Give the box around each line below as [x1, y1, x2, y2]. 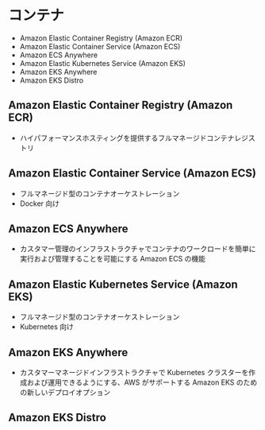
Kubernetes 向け [19, 322, 74, 331]
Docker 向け [19, 199, 60, 208]
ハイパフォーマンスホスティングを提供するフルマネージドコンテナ [19, 133, 235, 142]
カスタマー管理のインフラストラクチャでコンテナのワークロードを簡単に [19, 244, 256, 254]
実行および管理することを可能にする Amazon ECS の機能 [19, 254, 206, 264]
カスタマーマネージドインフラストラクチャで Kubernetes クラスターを [19, 368, 249, 377]
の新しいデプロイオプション [19, 388, 111, 397]
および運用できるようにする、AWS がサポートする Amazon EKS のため [26, 378, 258, 387]
